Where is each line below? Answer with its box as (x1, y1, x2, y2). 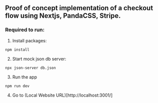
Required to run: (5, 27, 45, 34)
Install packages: (12, 37, 47, 43)
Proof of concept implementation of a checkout (5, 4, 154, 12)
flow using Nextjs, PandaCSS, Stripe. (5, 12, 121, 20)
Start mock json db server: (12, 56, 66, 62)
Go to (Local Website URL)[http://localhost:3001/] (12, 92, 113, 98)
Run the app (12, 74, 37, 80)
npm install (5, 47, 30, 52)
